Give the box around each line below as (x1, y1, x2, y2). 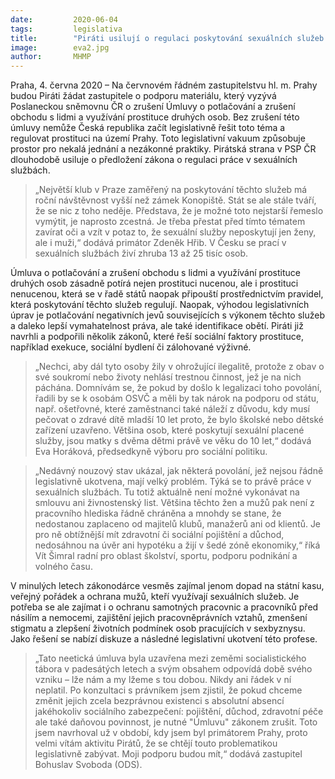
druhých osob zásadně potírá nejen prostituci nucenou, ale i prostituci (10, 277, 299, 290)
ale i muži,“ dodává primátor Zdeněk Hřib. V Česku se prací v (34, 237, 287, 249)
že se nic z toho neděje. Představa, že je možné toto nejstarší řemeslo (34, 205, 324, 217)
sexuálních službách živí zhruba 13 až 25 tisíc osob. (34, 247, 249, 260)
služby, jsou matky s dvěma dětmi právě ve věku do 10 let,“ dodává (34, 435, 312, 447)
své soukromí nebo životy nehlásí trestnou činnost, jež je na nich (34, 371, 302, 383)
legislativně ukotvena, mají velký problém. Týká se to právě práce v (34, 476, 312, 488)
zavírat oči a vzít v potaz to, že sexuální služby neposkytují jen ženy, (34, 226, 317, 238)
